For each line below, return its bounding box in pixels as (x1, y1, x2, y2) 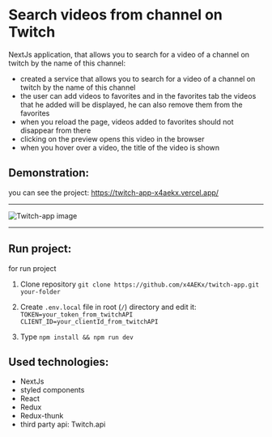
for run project (8, 263, 57, 273)
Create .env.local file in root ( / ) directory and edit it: (19, 302, 197, 312)
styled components (19, 385, 85, 395)
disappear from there (19, 125, 91, 135)
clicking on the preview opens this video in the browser (19, 134, 205, 143)
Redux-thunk (19, 411, 64, 421)
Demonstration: (8, 166, 90, 180)
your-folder (19, 287, 61, 296)
